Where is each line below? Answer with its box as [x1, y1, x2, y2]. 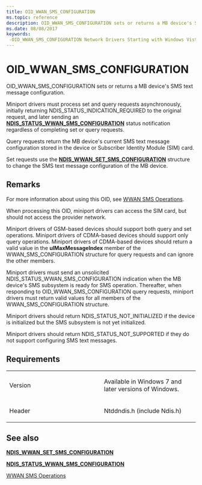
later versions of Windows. [104, 385, 179, 393]
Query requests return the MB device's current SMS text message [6, 138, 170, 145]
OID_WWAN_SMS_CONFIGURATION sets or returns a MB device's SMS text [6, 82, 194, 90]
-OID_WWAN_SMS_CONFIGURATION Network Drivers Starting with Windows [8, 37, 185, 43]
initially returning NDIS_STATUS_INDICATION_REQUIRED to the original [6, 106, 182, 114]
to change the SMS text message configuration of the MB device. [6, 162, 168, 169]
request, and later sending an [6, 113, 79, 120]
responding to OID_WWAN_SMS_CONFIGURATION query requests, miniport [6, 288, 194, 295]
